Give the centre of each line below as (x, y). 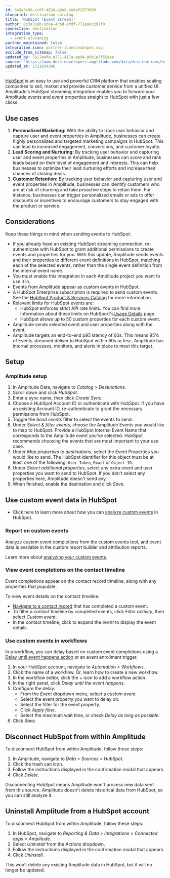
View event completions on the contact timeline (65, 570)
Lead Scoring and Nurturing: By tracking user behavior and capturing (86, 152)
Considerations (30, 222)
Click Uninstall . (28, 855)
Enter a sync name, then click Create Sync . (57, 398)
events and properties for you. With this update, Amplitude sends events (88, 254)
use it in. (22, 281)
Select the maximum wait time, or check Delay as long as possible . (90, 715)
